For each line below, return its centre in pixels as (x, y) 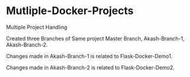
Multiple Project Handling (37, 27)
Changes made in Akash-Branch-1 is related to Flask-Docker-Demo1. (89, 56)
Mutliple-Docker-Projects (70, 11)
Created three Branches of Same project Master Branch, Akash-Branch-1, (95, 38)
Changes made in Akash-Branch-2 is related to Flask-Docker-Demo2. (90, 67)
